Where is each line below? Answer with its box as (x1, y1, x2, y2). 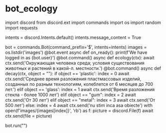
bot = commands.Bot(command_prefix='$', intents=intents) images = (5, 44, 147, 50)
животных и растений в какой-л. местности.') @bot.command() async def (5, 65, 162, 71)
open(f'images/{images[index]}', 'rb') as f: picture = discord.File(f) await (5, 108, 154, 114)
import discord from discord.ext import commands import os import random (5, 19, 161, 25)
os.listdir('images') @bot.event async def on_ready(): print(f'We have (5, 49, 148, 55)
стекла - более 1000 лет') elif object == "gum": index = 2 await (5, 92, 136, 98)
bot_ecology (5, 3, 58, 14)
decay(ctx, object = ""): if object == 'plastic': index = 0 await (5, 70, 130, 76)
